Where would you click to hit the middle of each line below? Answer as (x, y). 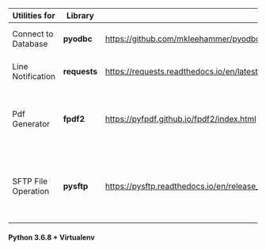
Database (30, 44)
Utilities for (34, 15)
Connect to (33, 34)
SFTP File (30, 181)
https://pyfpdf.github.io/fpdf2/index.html (180, 119)
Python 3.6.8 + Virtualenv (51, 237)
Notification (34, 76)
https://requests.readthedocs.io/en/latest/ (183, 72)
